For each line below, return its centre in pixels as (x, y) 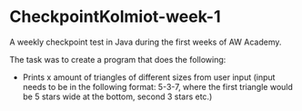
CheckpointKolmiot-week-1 (115, 17)
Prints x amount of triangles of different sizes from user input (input (149, 77)
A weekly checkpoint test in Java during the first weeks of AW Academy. (146, 42)
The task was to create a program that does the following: (118, 59)
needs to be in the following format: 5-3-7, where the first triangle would (158, 86)
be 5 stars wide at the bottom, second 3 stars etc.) (117, 96)
